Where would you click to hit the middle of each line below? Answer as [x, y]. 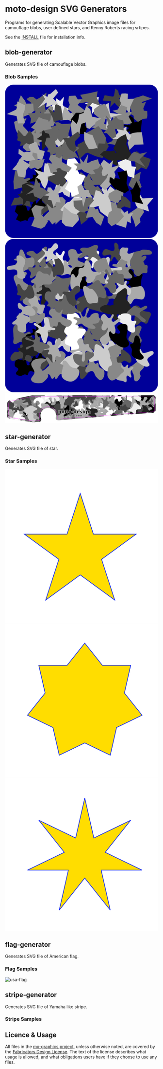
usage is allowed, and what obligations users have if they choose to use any [81, 1057]
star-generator [28, 437]
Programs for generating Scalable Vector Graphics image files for [70, 22]
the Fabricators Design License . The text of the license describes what [76, 1052]
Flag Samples [21, 969]
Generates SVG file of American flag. [42, 956]
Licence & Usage [31, 1035]
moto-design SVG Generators [66, 9]
